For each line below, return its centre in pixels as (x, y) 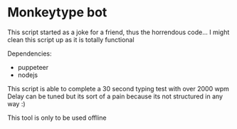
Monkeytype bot (57, 12)
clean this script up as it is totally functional (71, 39)
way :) (17, 103)
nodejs (27, 75)
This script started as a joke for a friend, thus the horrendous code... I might (118, 32)
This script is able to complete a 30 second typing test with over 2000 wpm (118, 88)
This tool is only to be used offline (57, 118)
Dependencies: (30, 53)
